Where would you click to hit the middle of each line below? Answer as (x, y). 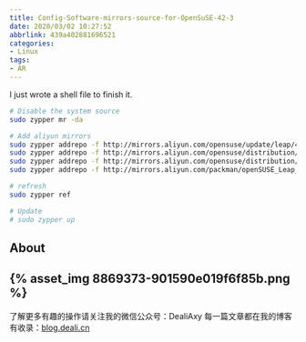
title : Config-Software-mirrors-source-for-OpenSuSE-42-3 (122, 18)
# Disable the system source (65, 111)
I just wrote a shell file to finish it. (71, 94)
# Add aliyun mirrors (51, 136)
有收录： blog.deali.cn (50, 327)
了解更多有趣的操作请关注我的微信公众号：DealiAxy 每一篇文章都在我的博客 (151, 316)
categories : (32, 43)
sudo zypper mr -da (46, 119)
